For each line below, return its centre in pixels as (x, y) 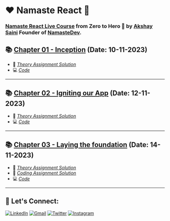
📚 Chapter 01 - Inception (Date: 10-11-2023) (76, 49)
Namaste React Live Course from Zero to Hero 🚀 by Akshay (79, 26)
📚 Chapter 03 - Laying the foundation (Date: (77, 145)
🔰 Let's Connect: (32, 201)
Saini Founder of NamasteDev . (44, 32)
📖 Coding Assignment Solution (44, 173)
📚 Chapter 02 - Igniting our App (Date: (68, 93)
